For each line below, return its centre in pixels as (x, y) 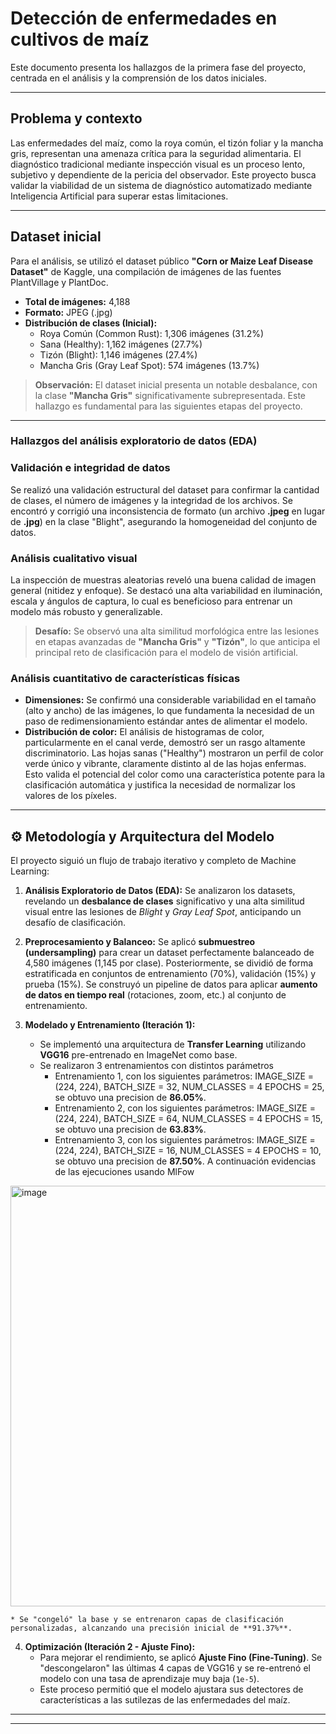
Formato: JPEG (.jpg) (68, 312)
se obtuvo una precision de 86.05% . (130, 1098)
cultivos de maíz (80, 39)
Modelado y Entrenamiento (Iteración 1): (110, 1025)
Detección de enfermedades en (144, 18)
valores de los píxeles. (70, 796)
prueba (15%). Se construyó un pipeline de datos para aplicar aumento (171, 984)
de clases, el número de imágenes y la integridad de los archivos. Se (151, 500)
